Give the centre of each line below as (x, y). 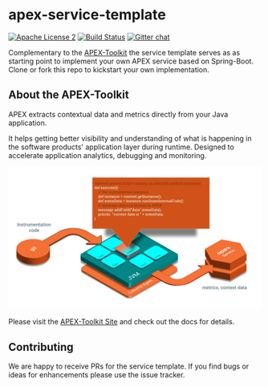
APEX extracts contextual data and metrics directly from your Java (118, 114)
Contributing (41, 347)
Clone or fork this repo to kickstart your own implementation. (109, 69)
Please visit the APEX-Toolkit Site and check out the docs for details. (122, 322)
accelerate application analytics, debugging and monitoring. (108, 155)
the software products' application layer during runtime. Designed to (121, 147)
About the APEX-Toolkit (69, 95)
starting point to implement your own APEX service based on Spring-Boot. (131, 61)
